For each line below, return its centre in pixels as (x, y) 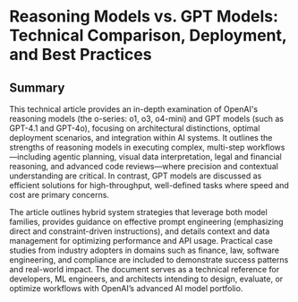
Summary (37, 87)
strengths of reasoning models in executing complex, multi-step (127, 147)
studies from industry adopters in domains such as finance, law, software (145, 250)
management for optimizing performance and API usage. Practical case (141, 241)
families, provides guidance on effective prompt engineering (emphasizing (146, 222)
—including (30, 157)
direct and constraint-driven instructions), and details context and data (140, 231)
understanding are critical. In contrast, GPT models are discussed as (136, 176)
